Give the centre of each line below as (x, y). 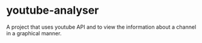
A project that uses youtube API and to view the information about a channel (101, 27)
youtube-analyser (53, 10)
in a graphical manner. (34, 33)
